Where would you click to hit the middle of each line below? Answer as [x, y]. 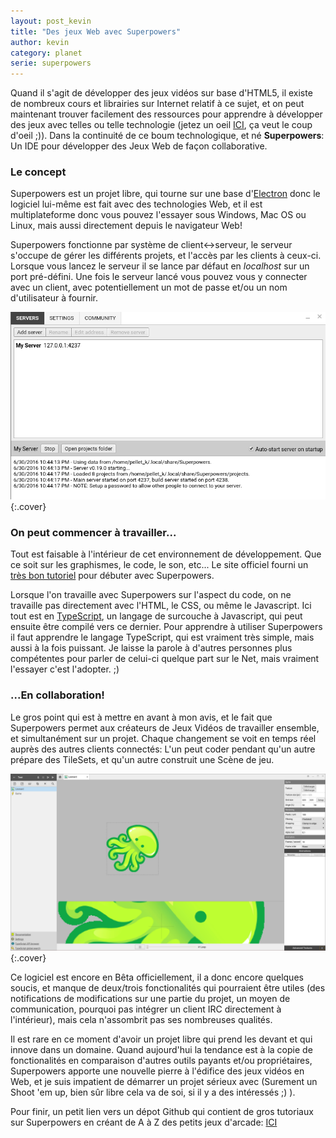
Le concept [38, 172]
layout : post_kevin [51, 21]
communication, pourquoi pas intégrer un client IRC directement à [146, 1009]
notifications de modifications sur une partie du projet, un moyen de [150, 999]
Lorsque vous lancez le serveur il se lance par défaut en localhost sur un [160, 266]
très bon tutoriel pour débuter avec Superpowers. [112, 576]
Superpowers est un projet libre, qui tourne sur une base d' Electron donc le [165, 194]
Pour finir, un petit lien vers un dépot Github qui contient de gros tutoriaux [162, 1112]
